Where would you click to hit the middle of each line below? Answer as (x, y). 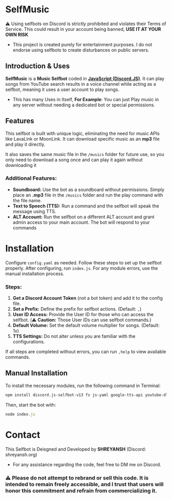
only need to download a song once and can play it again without (74, 160)
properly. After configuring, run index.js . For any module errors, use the (82, 268)
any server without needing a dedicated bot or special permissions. (84, 105)
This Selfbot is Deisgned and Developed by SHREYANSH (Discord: (76, 449)
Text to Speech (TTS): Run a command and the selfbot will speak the (86, 206)
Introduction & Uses (38, 66)
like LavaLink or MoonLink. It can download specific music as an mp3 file (82, 139)
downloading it (21, 165)
